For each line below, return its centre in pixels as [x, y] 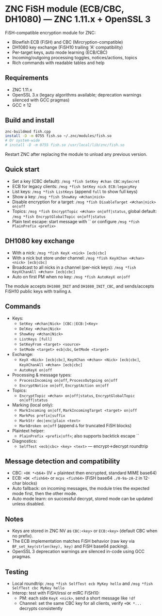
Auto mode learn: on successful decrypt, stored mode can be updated [82, 499]
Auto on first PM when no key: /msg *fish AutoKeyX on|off [71, 276]
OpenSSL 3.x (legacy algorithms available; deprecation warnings [77, 95]
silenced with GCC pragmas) [41, 100]
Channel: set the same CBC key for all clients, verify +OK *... [81, 603]
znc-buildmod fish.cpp [28, 131]
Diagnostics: [24, 441]
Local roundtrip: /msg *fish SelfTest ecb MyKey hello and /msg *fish [82, 584]
